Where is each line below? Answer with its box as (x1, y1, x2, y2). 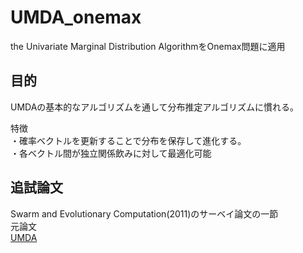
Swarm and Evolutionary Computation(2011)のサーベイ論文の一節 (10, 207, 279, 220)
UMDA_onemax (10, 6, 142, 29)
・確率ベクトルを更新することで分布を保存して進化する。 (10, 134, 247, 146)
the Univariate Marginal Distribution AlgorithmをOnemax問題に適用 (10, 40, 286, 52)
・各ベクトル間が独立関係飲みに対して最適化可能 (10, 147, 212, 159)
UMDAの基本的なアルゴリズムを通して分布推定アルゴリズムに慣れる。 (10, 101, 300, 113)
